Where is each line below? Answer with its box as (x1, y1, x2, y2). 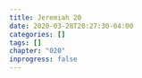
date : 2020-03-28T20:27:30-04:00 (9, 22, 134, 30)
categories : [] (9, 30, 66, 39)
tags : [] (9, 38, 42, 48)
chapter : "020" (9, 47, 66, 56)
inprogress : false (9, 55, 78, 64)
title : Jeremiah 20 (9, 13, 82, 22)
